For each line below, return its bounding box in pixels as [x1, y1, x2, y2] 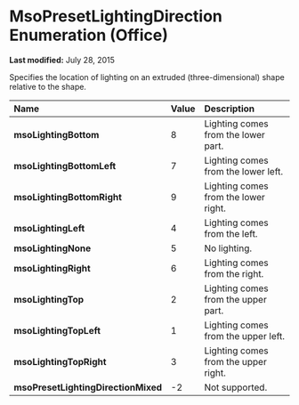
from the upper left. [204, 329, 286, 342]
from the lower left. [204, 165, 284, 177]
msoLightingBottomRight [13, 190, 123, 203]
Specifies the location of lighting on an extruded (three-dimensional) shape [9, 71, 285, 82]
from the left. [204, 227, 258, 239]
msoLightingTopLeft [13, 324, 101, 336]
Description [204, 102, 255, 115]
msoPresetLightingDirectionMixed [13, 381, 163, 393]
